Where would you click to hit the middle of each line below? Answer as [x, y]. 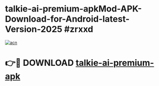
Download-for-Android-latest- [67, 19]
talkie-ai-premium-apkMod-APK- [73, 9]
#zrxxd [79, 29]
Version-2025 [34, 29]
